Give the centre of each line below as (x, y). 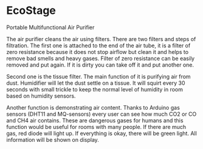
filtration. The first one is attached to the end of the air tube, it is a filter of (98, 45)
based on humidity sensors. (41, 96)
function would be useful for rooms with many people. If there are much (96, 127)
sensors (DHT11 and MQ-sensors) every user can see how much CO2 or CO (101, 114)
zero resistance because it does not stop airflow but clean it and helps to (98, 51)
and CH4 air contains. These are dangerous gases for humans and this (95, 120)
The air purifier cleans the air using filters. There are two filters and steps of (101, 39)
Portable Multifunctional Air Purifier (50, 27)
